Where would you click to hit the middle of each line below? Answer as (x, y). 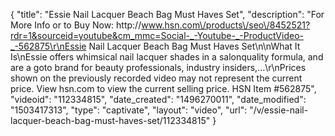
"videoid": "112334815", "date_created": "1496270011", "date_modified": (158, 99)
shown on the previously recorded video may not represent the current (156, 78)
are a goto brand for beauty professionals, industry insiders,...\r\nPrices (158, 67)
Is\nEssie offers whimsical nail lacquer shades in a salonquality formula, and (167, 57)
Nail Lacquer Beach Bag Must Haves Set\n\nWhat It (194, 46)
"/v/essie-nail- (279, 110)
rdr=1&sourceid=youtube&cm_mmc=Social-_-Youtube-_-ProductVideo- (157, 35)
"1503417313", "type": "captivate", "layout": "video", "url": (129, 110)
